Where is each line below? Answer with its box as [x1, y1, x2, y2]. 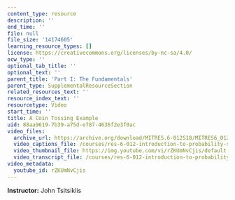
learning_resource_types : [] [7, 43, 92, 50]
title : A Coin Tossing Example [7, 114, 99, 121]
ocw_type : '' [7, 56, 45, 63]
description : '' [7, 17, 55, 24]
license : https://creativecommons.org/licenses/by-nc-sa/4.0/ [7, 50, 192, 57]
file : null [7, 29, 39, 37]
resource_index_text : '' [7, 95, 80, 102]
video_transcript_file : [13, 154, 83, 161]
